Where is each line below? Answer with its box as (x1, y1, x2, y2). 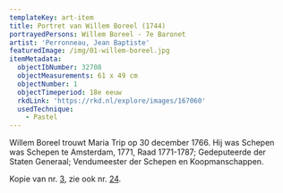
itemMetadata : (9, 55, 63, 63)
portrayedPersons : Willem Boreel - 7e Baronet (9, 29, 186, 38)
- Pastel (25, 113, 58, 122)
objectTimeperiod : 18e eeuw (17, 88, 123, 96)
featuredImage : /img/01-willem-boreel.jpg (9, 46, 170, 55)
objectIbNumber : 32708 (17, 63, 102, 72)
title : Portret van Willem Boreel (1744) (9, 21, 167, 30)
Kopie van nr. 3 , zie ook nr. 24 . (9, 173, 122, 184)
